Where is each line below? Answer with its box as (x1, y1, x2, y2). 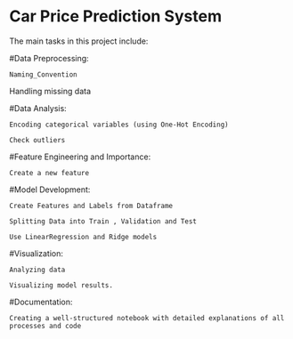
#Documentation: (9, 296, 73, 307)
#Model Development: (9, 184, 91, 195)
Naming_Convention (9, 69, 77, 79)
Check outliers (9, 135, 66, 144)
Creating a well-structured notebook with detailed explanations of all (9, 313, 285, 322)
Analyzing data (9, 265, 66, 274)
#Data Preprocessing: (9, 52, 89, 63)
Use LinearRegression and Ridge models (9, 232, 158, 241)
